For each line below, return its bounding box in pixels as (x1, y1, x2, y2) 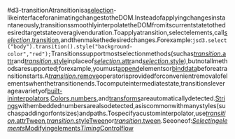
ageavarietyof (7, 87, 48, 95)
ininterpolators (7, 94, 50, 102)
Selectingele (192, 117, 228, 125)
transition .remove (48, 72, 99, 80)
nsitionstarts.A (7, 72, 49, 80)
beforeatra (197, 65, 228, 72)
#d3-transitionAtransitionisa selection (7, 6, 114, 14)
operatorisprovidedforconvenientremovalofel (99, 72, 228, 80)
